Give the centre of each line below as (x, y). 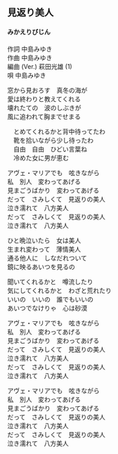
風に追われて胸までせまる (44, 116)
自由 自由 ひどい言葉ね (50, 149)
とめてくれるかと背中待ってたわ (59, 131)
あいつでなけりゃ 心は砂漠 (47, 308)
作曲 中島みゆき (30, 58)
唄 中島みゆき (27, 75)
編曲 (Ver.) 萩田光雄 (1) (40, 66)
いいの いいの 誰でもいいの (50, 299)
